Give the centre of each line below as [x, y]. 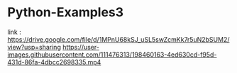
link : [14, 32]
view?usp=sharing [34, 47]
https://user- [81, 47]
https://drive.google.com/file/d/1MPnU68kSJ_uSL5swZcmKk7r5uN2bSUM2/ [118, 39]
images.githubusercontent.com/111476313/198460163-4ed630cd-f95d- [112, 55]
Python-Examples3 [66, 12]
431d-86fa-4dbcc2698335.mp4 [54, 62]
